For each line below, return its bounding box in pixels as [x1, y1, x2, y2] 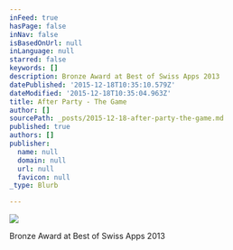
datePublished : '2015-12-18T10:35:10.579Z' [9, 80, 176, 89]
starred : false [9, 55, 67, 64]
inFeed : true [9, 13, 59, 23]
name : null [17, 147, 59, 156]
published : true [9, 123, 70, 132]
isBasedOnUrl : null [9, 38, 83, 48]
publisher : [9, 139, 51, 148]
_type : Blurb [9, 181, 59, 190]
